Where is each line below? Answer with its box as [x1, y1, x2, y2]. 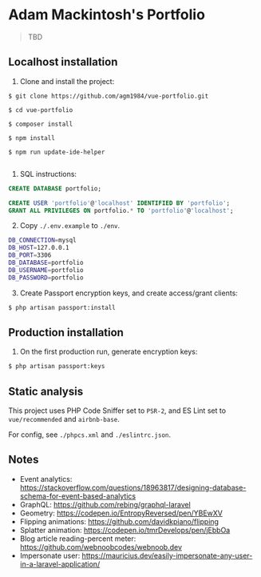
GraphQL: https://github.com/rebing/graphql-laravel [19, 499, 192, 509]
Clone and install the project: [19, 76, 115, 86]
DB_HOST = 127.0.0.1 [8, 244, 69, 252]
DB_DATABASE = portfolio [8, 258, 84, 266]
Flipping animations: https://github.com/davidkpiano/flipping [19, 516, 219, 526]
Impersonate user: [19, 551, 81, 560]
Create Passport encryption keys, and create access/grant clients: [19, 288, 238, 298]
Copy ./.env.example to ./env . [19, 221, 121, 230]
